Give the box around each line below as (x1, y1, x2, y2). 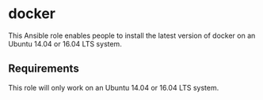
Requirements (8, 62, 79, 76)
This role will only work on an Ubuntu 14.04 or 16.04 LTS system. (8, 83, 219, 92)
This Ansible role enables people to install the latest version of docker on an (8, 31, 256, 40)
